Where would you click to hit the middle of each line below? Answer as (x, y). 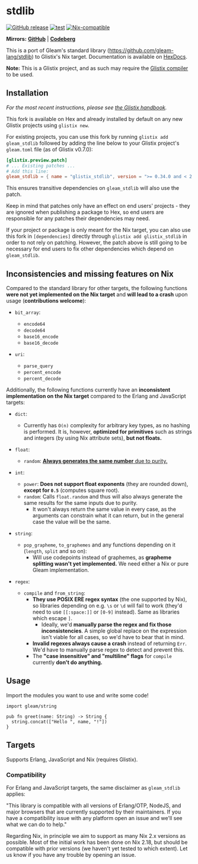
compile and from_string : (55, 593)
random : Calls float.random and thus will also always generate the (103, 497)
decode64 (34, 331)
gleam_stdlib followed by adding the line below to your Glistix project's (93, 143)
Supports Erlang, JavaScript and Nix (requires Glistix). (72, 759)
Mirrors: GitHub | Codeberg (41, 39)
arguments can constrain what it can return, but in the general (108, 516)
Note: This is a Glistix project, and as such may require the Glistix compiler (97, 68)
